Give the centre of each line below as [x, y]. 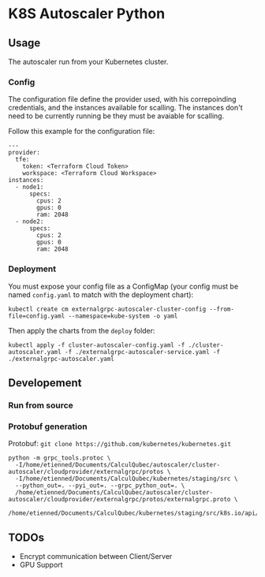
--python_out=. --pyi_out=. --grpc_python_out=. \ [100, 486]
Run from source [41, 405]
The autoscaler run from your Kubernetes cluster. [88, 61]
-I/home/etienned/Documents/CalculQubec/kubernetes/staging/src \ [127, 479]
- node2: [30, 221]
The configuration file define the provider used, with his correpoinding [122, 99]
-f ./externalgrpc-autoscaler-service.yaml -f [142, 352]
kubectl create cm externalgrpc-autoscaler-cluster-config [107, 309]
